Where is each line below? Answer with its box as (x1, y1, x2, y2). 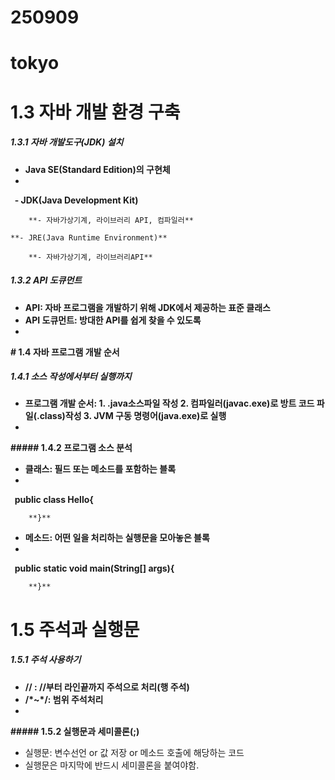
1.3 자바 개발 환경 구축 (10, 101, 181, 123)
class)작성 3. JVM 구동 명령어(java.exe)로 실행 (39, 410, 227, 422)
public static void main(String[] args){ (14, 562, 175, 575)
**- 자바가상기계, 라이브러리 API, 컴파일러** (28, 215, 194, 225)
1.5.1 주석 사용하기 (10, 654, 82, 666)
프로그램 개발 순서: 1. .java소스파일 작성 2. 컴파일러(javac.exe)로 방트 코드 (24, 397, 315, 410)
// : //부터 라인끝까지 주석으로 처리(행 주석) (24, 681, 190, 693)
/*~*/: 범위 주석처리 (24, 693, 104, 705)
